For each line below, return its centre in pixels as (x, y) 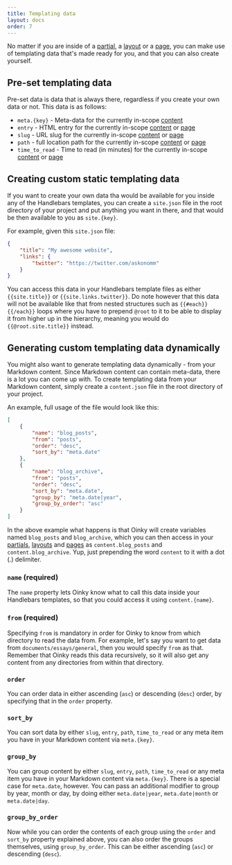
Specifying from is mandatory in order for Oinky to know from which (104, 633)
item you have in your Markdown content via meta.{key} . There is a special (114, 778)
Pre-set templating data (60, 83)
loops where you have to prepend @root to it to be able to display (129, 311)
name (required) (33, 577)
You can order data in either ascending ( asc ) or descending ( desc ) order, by (115, 693)
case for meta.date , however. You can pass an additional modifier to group (113, 786)
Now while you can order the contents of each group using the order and (111, 832)
